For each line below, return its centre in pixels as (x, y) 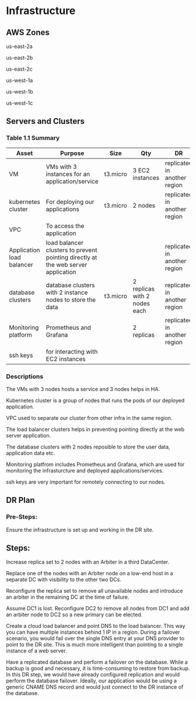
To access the (65, 226)
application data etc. (31, 453)
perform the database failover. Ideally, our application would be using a (91, 681)
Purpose (72, 153)
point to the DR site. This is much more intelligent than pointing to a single (94, 645)
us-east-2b (20, 58)
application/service (72, 181)
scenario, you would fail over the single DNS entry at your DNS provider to (95, 638)
